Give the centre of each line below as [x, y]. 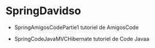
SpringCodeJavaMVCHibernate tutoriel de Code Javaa [82, 39]
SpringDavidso [43, 11]
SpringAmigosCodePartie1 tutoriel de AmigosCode [76, 27]
